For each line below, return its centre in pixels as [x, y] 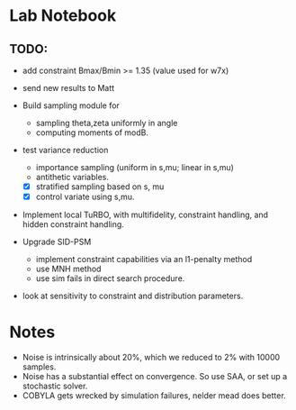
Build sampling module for [71, 105]
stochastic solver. [55, 386]
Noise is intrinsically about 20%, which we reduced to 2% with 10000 [151, 358]
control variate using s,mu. [85, 197]
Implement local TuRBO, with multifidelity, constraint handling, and [145, 215]
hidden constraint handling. [73, 224]
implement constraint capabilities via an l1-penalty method [144, 260]
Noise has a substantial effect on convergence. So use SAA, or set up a [155, 377]
